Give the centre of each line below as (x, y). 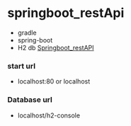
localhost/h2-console (49, 115)
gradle (27, 33)
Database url (30, 100)
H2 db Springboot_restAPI (56, 47)
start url (22, 66)
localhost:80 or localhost (54, 81)
